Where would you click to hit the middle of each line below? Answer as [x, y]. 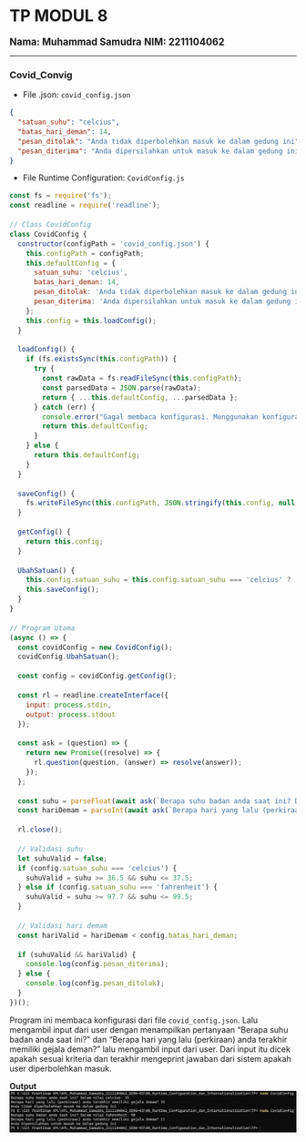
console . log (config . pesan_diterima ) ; [97, 964]
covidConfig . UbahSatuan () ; [69, 657]
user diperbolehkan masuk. [61, 1068]
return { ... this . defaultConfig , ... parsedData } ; [140, 397]
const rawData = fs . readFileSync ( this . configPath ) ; [143, 379]
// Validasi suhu [51, 849]
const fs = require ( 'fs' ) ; [61, 196]
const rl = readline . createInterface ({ [93, 695]
